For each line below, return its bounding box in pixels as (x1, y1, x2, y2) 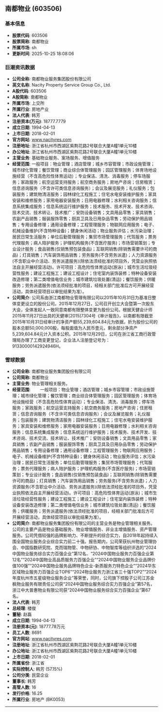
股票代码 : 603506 (12, 32, 48, 38)
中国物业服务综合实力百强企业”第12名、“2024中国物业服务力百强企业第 (12, 551, 154, 556)
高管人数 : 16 (12, 684, 36, 690)
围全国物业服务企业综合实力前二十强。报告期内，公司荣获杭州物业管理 (12, 538, 153, 544)
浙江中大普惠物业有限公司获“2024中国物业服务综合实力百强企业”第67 (12, 587, 151, 593)
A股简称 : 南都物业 (12, 94, 48, 100)
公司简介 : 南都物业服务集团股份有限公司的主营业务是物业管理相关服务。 (12, 521, 155, 526)
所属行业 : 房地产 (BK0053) (12, 696, 65, 702)
